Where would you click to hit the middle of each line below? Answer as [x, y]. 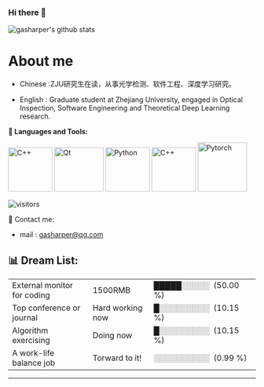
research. [35, 116]
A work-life [33, 353]
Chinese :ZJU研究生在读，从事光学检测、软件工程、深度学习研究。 [127, 84]
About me [41, 61]
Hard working [117, 308]
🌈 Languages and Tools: [48, 132]
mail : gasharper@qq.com [61, 235]
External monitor [42, 286]
